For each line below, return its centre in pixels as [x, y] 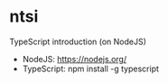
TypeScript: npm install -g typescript [91, 69]
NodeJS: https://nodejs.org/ [75, 59]
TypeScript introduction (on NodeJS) [78, 41]
